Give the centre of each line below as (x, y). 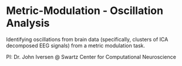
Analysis (28, 23)
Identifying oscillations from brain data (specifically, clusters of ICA (87, 39)
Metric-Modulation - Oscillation (85, 11)
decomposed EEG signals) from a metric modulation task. (76, 46)
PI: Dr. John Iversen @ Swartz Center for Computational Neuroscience (91, 57)
